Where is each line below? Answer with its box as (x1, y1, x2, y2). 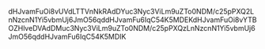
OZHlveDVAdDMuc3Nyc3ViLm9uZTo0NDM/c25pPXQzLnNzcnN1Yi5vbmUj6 (8, 24, 256, 32)
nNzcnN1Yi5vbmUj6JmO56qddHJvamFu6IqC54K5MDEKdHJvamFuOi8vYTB (8, 15, 257, 24)
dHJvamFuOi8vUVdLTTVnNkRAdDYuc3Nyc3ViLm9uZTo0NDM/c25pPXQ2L (8, 7, 255, 16)
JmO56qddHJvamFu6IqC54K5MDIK (8, 32, 127, 41)
